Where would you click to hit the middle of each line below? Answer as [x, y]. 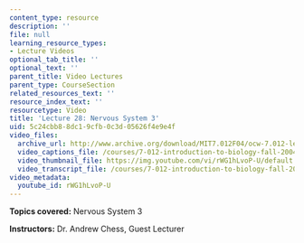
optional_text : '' [44, 69]
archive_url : [42, 144]
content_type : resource [54, 18]
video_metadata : [40, 177]
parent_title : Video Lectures [66, 77]
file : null [30, 34]
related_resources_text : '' [62, 93]
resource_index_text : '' [56, 102]
